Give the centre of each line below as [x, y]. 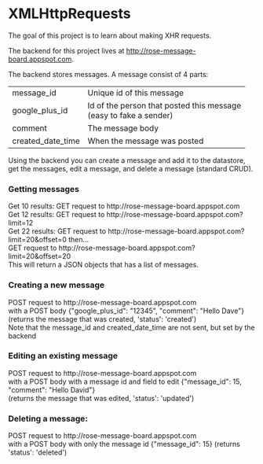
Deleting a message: [48, 418]
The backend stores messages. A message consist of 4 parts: [108, 74]
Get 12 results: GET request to [57, 215]
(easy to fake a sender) [130, 115]
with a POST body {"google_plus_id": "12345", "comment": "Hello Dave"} [126, 311]
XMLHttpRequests [69, 14]
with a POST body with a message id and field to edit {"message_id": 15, [125, 381]
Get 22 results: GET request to [57, 231]
